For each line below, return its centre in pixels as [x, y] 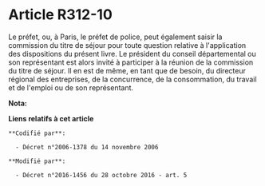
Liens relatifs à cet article [51, 118]
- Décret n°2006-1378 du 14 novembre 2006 [87, 147]
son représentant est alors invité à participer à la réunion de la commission [131, 62]
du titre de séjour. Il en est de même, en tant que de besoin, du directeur [127, 70]
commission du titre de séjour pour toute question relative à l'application [127, 45]
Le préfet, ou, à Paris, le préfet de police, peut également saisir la [115, 37]
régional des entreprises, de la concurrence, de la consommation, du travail [132, 79]
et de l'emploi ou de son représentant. [71, 87]
